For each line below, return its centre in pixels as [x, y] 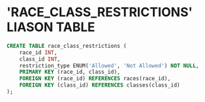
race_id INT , [38, 52]
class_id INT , [40, 59]
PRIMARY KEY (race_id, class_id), [70, 72]
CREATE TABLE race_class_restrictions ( [67, 46]
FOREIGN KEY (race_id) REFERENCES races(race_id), [95, 79]
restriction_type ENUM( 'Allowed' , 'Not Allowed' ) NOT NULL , [109, 65]
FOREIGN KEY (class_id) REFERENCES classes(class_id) [100, 85]
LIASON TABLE [51, 27]
